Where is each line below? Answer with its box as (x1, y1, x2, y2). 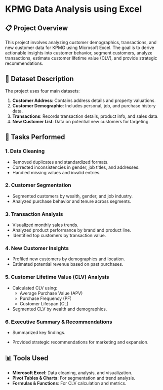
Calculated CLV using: (12, 285, 58, 291)
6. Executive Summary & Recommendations (5, 318, 113, 325)
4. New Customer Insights (5, 245, 69, 252)
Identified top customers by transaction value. (12, 233, 106, 239)
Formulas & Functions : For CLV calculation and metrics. (12, 380, 127, 386)
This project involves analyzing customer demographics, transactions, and (5, 40, 157, 45)
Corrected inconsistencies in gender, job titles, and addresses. (12, 164, 140, 170)
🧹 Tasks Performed (5, 133, 65, 142)
